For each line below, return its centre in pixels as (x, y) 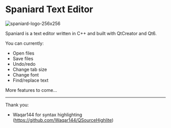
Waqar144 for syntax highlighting (47, 114)
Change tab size (30, 69)
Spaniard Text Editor (49, 9)
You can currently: (25, 43)
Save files (23, 58)
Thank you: (17, 105)
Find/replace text (31, 80)
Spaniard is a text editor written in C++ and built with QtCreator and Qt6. (81, 33)
